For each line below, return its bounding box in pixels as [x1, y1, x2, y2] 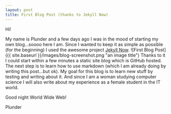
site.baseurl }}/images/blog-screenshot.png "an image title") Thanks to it [12, 52, 166, 58]
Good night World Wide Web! [5, 94, 67, 100]
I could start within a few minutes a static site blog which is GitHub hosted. [5, 57, 162, 63]
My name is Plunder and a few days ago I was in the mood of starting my [5, 36, 159, 42]
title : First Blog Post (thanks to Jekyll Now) [5, 12, 109, 17]
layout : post [5, 7, 33, 13]
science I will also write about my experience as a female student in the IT [5, 79, 161, 85]
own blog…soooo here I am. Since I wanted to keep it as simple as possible [5, 41, 163, 47]
